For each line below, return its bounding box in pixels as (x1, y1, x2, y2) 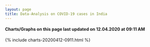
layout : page (5, 7, 32, 12)
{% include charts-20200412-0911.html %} (5, 37, 91, 43)
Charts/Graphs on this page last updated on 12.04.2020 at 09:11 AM (5, 26, 145, 32)
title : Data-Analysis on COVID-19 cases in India (5, 12, 108, 16)
